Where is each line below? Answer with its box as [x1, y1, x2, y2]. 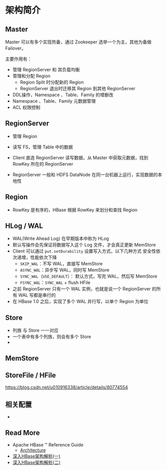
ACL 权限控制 [12, 104, 41, 110]
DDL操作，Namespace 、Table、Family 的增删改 [12, 92, 114, 98]
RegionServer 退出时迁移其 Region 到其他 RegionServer [20, 86, 136, 91]
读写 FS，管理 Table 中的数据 [12, 144, 73, 150]
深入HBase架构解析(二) [12, 459, 60, 465]
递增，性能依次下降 [17, 255, 57, 261]
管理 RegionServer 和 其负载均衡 [12, 66, 80, 72]
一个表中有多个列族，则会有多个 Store [12, 334, 92, 340]
